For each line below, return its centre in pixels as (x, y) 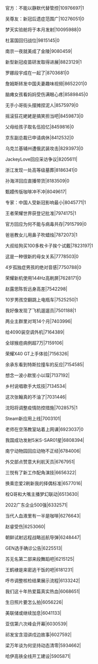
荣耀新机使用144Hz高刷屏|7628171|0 (43, 278)
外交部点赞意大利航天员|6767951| (40, 462)
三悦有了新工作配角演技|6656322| (41, 473)
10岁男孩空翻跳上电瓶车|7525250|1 (42, 300)
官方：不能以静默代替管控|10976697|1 (45, 8)
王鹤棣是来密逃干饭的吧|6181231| (39, 570)
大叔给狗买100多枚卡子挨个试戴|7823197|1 (49, 246)
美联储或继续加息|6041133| (34, 613)
